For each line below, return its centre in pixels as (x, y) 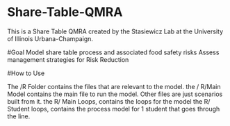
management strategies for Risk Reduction (68, 59)
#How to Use (26, 73)
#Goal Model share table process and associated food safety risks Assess (113, 52)
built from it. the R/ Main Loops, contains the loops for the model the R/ (109, 101)
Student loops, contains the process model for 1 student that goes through (114, 109)
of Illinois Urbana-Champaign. (50, 38)
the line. (19, 116)
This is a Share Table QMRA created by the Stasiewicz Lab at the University (115, 31)
